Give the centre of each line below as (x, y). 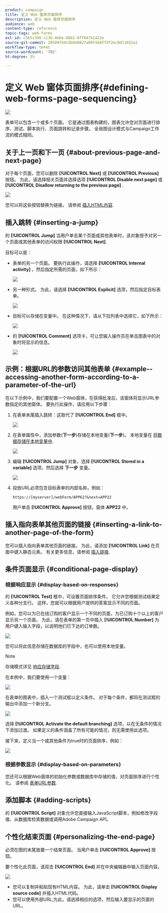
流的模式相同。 (21, 135)
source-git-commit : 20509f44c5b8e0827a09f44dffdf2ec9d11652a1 (71, 43)
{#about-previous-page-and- (113, 152)
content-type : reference (31, 29)
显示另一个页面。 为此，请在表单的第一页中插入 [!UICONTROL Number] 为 (82, 620)
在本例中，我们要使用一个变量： (38, 677)
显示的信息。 (39, 342)
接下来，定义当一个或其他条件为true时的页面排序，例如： (64, 741)
